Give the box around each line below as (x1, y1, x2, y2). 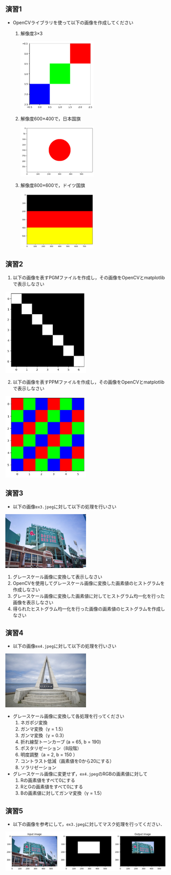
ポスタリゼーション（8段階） (20, 745, 82, 751)
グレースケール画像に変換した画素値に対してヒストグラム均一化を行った (12, 593, 165, 599)
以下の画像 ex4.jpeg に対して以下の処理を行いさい (12, 643, 117, 649)
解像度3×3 (20, 30, 43, 36)
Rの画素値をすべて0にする (20, 777, 76, 783)
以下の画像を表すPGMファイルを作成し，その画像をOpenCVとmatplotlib (12, 274, 165, 280)
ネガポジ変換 (20, 720, 48, 726)
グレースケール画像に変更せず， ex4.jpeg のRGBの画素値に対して (12, 771, 147, 777)
